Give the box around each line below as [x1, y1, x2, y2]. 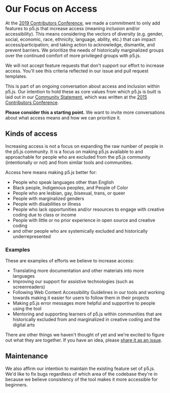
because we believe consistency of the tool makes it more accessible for [5, 376, 158, 382]
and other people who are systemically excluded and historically [12, 228, 148, 234]
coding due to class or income [12, 211, 76, 217]
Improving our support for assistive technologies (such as [12, 279, 134, 285]
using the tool [12, 306, 42, 312]
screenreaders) [12, 284, 45, 290]
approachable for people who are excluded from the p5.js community [5, 154, 151, 160]
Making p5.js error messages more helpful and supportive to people [12, 300, 155, 306]
